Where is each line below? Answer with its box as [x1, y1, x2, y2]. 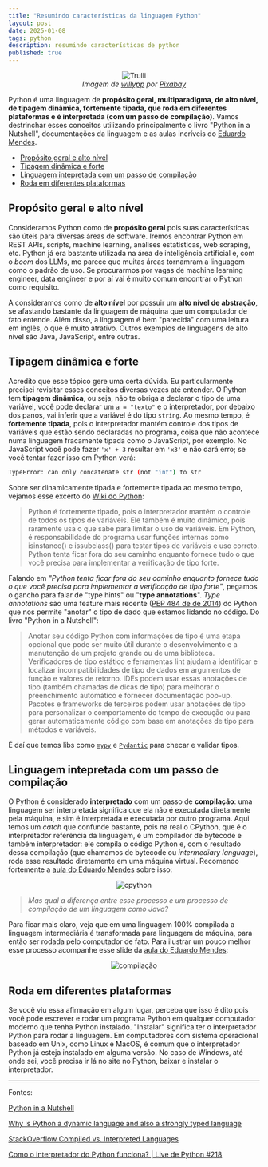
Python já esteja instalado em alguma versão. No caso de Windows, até [8, 1048, 243, 1057]
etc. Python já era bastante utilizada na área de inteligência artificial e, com [8, 248, 255, 258]
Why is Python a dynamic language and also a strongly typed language [8, 1119, 242, 1129]
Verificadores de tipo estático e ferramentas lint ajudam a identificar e [27, 657, 258, 666]
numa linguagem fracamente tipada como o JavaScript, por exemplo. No [8, 435, 247, 445]
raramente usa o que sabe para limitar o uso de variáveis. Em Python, [27, 523, 257, 533]
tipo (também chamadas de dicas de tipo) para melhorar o [27, 681, 219, 692]
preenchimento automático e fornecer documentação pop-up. [27, 690, 233, 700]
